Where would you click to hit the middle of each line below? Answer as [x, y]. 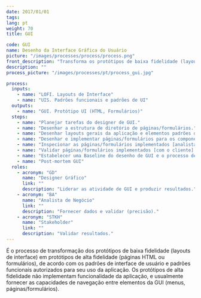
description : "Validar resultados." [68, 234]
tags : [13, 17]
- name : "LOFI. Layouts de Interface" [65, 95]
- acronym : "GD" [37, 172]
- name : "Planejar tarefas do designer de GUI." [79, 122]
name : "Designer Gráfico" [54, 178]
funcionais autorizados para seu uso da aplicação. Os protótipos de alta [95, 269]
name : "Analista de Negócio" [58, 200]
